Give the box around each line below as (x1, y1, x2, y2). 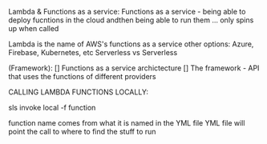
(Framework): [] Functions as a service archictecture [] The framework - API (8, 63, 260, 73)
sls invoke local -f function (8, 103, 96, 112)
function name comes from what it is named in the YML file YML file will (8, 118, 245, 127)
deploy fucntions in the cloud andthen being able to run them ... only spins (8, 15, 254, 25)
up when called (8, 24, 59, 33)
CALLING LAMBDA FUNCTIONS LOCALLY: (8, 87, 149, 97)
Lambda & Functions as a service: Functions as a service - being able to (8, 7, 246, 16)
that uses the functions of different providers (8, 72, 156, 81)
